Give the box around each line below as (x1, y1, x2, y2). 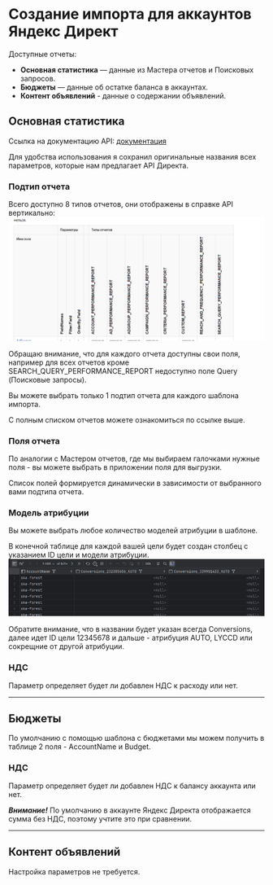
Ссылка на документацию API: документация (8, 136, 167, 146)
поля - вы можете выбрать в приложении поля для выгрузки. (8, 462, 222, 472)
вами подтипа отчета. (8, 486, 84, 497)
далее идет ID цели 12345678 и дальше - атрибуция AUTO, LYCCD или (8, 633, 253, 643)
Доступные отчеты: (8, 49, 77, 59)
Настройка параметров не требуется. (8, 866, 141, 876)
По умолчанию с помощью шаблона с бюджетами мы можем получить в (8, 734, 265, 743)
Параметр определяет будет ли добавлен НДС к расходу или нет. (8, 681, 238, 690)
